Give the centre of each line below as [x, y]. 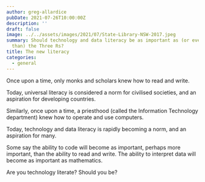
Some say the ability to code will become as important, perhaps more [94, 147]
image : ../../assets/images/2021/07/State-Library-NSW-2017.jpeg [91, 35]
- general [24, 63]
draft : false [23, 29]
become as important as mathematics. [54, 160]
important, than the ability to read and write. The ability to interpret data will [101, 154]
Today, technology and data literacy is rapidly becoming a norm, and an [96, 129]
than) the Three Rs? [38, 46]
